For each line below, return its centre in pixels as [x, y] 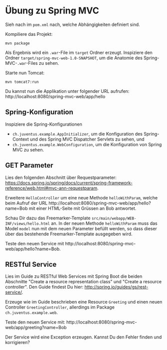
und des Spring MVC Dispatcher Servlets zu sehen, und [87, 139]
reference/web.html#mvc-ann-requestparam [51, 188]
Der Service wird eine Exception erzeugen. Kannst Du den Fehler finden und [83, 337]
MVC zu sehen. [28, 150]
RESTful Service [31, 264]
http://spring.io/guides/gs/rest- [116, 287]
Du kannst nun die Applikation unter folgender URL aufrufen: [67, 91]
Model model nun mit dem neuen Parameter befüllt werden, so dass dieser [81, 228]
